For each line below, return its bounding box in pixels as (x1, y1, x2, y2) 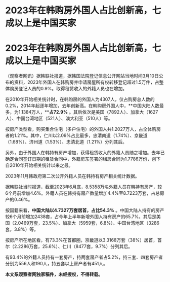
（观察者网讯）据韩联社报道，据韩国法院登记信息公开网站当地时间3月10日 (5, 73, 159, 79)
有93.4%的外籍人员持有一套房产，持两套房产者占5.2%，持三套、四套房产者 (5, 254, 163, 260)
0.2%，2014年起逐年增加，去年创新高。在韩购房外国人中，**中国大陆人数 (5, 102, 159, 109)
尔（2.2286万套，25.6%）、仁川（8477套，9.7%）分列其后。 (5, 243, 133, 250)
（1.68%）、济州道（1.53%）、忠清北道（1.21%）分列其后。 (5, 139, 127, 145)
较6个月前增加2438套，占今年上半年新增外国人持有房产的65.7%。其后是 (5, 214, 157, 220)
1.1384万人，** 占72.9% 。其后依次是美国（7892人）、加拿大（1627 (18, 109, 158, 115)
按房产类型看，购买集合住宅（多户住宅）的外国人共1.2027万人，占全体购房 (5, 126, 161, 132)
